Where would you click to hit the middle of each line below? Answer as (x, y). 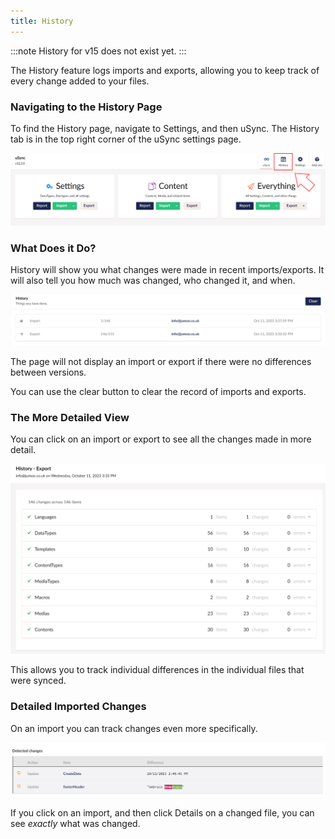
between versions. (48, 372)
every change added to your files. (80, 81)
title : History (42, 21)
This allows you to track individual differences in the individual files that (157, 670)
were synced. (38, 681)
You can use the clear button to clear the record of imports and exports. (158, 391)
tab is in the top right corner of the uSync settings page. (126, 139)
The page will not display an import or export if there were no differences (161, 361)
